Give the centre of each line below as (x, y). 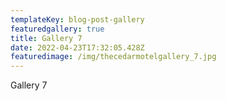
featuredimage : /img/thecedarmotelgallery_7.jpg (113, 57)
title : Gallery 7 (46, 38)
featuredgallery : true (57, 29)
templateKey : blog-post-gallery (77, 19)
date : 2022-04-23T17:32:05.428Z (77, 47)
